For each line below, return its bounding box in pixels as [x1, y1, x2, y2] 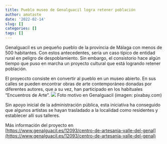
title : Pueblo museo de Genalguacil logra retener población [5, 7, 136, 13]
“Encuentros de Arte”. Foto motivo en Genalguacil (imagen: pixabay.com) [5, 92, 162, 98]
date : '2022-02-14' [5, 17, 46, 22]
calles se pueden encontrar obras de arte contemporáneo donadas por [5, 81, 152, 87]
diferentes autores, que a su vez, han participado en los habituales [5, 86, 143, 92]
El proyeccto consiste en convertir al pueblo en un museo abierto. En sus [5, 76, 156, 81]
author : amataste [5, 12, 42, 17]
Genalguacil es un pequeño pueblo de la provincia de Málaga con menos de [5, 45, 162, 50]
